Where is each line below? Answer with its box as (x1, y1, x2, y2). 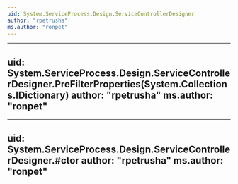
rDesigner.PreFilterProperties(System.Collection (7, 78, 228, 90)
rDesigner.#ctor (7, 154, 80, 166)
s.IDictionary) (7, 89, 69, 101)
